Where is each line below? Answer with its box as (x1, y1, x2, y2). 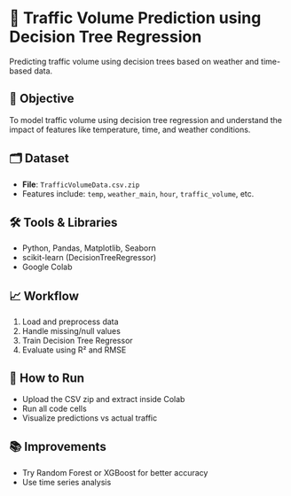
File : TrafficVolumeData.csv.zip (21, 179, 140, 190)
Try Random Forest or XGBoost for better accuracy (21, 467, 208, 477)
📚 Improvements (9, 439, 106, 454)
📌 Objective (9, 91, 75, 106)
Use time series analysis (21, 477, 112, 487)
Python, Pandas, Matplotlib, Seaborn (21, 243, 157, 253)
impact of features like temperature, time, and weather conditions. (9, 124, 251, 135)
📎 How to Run (9, 370, 85, 385)
